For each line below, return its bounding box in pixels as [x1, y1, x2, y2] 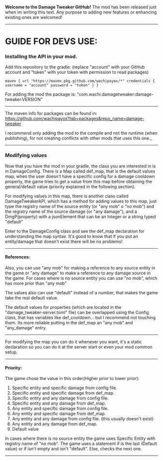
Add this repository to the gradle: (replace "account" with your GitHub [5, 64, 145, 70]
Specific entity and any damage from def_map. [12, 400, 106, 406]
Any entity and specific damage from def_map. [12, 411, 106, 416]
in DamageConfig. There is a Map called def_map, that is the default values [5, 168, 156, 174]
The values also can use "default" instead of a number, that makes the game [5, 289, 158, 295]
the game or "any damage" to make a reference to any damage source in [5, 270, 151, 276]
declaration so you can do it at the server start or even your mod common [5, 344, 153, 350]
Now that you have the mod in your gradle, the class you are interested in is [5, 163, 156, 169]
